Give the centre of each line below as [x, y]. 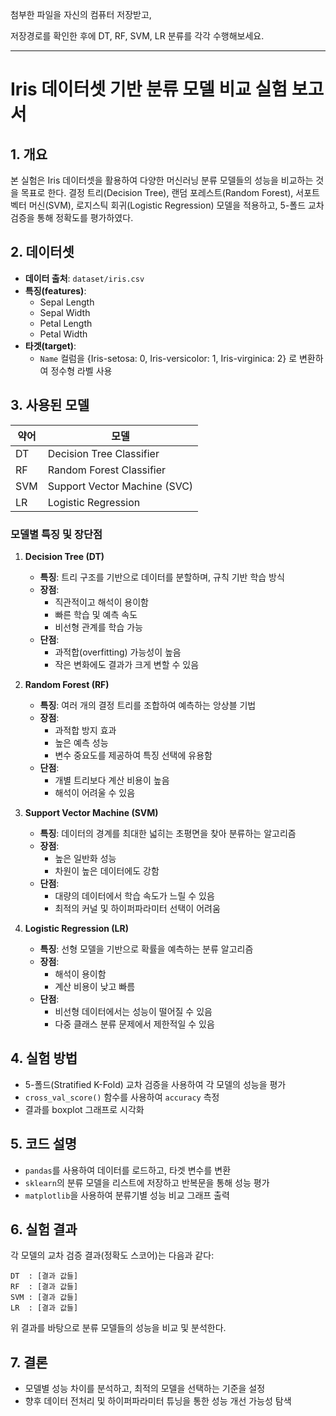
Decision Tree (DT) [64, 556]
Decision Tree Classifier [103, 453]
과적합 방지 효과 [85, 730]
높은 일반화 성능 [85, 858]
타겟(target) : [50, 345]
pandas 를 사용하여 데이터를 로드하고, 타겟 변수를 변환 [128, 1170]
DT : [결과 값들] [44, 1276]
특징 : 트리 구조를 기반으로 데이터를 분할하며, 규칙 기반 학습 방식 [162, 577]
